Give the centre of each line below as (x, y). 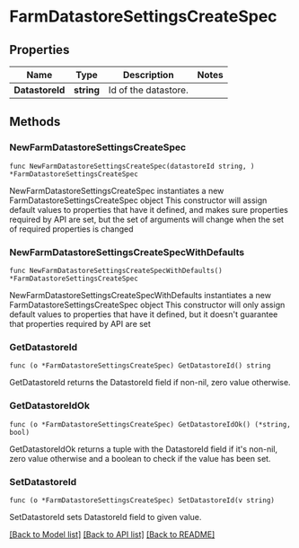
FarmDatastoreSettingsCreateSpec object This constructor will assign (138, 200)
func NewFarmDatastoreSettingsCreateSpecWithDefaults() (116, 270)
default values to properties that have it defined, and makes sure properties (149, 209)
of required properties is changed (71, 229)
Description (148, 75)
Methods (35, 122)
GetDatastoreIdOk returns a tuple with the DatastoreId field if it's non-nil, (144, 449)
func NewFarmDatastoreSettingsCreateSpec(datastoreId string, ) (132, 166)
